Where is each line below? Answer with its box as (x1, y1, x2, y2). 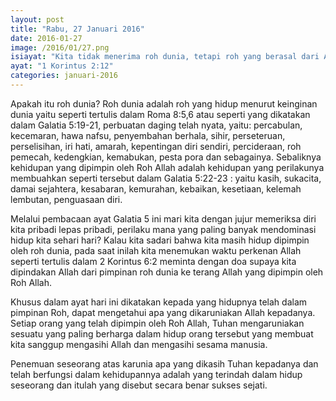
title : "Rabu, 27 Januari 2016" (10, 24, 145, 34)
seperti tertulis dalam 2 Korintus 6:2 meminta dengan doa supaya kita (10, 255, 297, 267)
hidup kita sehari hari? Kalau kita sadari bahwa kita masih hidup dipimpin (10, 234, 310, 246)
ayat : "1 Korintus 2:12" (10, 61, 114, 71)
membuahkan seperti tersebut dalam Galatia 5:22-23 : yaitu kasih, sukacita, (10, 172, 322, 184)
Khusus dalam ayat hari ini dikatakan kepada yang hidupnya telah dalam (10, 296, 308, 308)
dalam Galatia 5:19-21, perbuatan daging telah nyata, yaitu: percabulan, (10, 119, 303, 131)
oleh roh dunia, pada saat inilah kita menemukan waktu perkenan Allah (10, 244, 302, 256)
